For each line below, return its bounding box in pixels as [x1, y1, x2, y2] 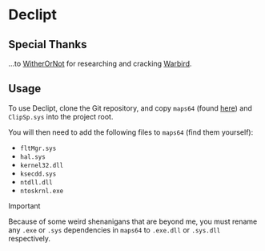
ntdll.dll [19, 178, 54, 186]
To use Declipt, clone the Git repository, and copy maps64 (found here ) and [8, 103, 252, 113]
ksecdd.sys [19, 170, 57, 178]
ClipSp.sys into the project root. [8, 111, 114, 121]
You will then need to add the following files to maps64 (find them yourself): [8, 127, 254, 137]
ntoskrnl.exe [19, 187, 64, 195]
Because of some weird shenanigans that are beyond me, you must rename [8, 217, 258, 226]
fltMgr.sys [19, 144, 57, 152]
